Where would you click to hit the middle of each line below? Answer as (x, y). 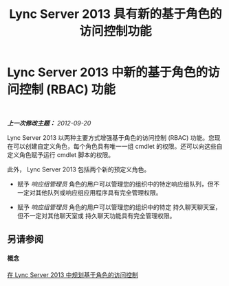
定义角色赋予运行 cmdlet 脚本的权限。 (61, 154)
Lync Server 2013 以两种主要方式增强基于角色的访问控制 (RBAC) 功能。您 (111, 137)
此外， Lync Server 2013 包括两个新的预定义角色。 (79, 169)
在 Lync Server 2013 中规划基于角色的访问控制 (73, 274)
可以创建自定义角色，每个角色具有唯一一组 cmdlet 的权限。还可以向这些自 (118, 146)
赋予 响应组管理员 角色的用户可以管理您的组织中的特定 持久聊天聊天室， (119, 207)
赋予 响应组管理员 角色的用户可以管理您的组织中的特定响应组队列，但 (115, 184)
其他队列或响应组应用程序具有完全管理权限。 (99, 192)
